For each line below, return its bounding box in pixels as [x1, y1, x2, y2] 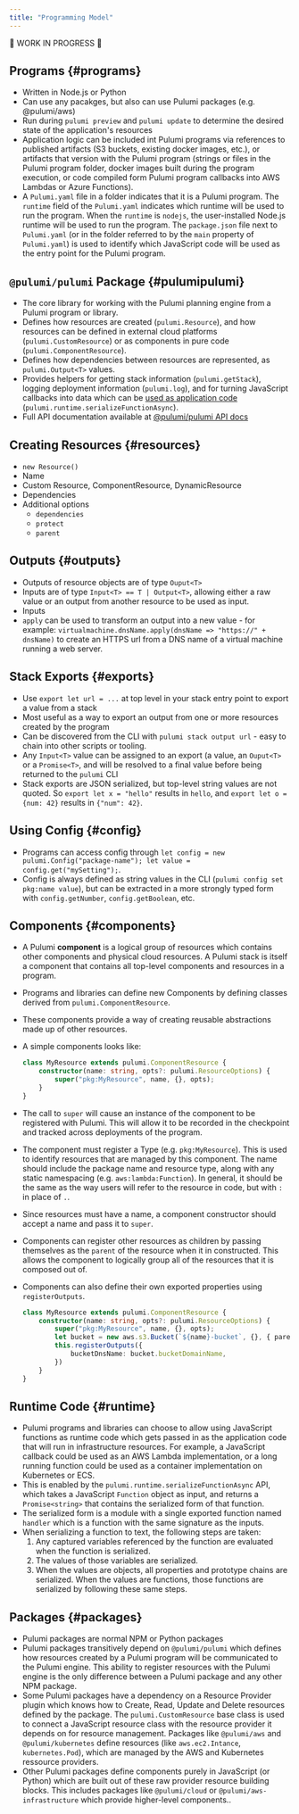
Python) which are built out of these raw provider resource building [21, 1776, 270, 1786]
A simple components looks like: [21, 1041, 142, 1052]
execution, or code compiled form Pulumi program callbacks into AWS [21, 172, 281, 183]
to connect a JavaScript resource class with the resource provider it [21, 1719, 272, 1729]
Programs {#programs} [9, 63, 142, 79]
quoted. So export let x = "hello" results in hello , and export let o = [21, 787, 287, 799]
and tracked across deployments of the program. [21, 1126, 203, 1138]
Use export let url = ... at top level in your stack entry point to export [21, 692, 289, 703]
